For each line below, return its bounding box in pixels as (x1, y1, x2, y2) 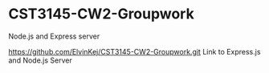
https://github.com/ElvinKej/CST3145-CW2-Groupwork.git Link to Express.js (8, 47, 261, 56)
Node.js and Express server (8, 31, 100, 41)
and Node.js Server (8, 55, 72, 65)
